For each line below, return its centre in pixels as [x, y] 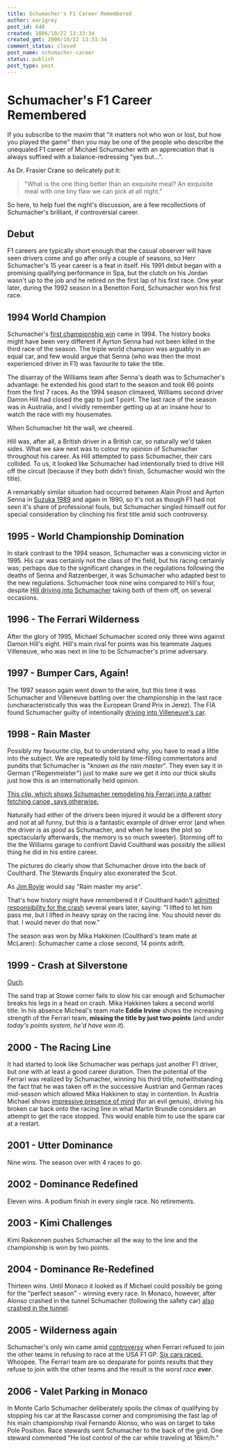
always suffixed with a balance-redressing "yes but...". [85, 156]
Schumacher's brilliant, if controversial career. [73, 212]
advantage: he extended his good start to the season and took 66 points [111, 385]
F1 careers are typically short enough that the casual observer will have [110, 251]
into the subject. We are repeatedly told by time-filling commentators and [112, 758]
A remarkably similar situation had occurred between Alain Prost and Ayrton [116, 492]
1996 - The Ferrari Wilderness [73, 620]
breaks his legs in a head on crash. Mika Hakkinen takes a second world [111, 1003]
